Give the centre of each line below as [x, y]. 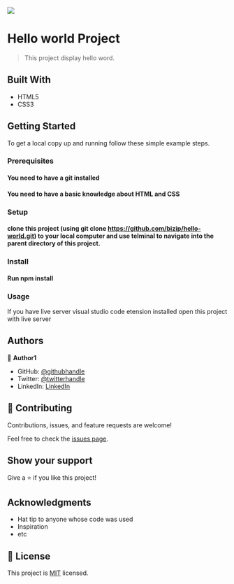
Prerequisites [30, 161]
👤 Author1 [22, 357]
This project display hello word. [70, 58]
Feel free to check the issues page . [58, 439]
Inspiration [32, 527]
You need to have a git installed [53, 178]
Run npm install [30, 278]
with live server [29, 319]
